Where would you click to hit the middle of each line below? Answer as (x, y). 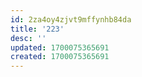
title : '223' (37, 29)
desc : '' (28, 38)
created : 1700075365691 (60, 57)
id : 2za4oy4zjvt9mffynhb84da (71, 19)
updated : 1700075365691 (60, 47)
